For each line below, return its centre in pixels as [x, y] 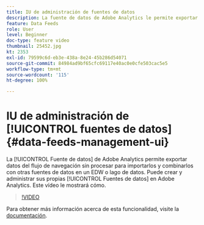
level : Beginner [27, 35]
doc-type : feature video [38, 40]
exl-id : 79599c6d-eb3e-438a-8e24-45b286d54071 [67, 58]
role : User [20, 29]
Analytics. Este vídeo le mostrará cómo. [56, 185]
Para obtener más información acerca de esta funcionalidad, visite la [93, 209]
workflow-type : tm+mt [34, 69]
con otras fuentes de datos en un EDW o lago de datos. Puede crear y [94, 172]
